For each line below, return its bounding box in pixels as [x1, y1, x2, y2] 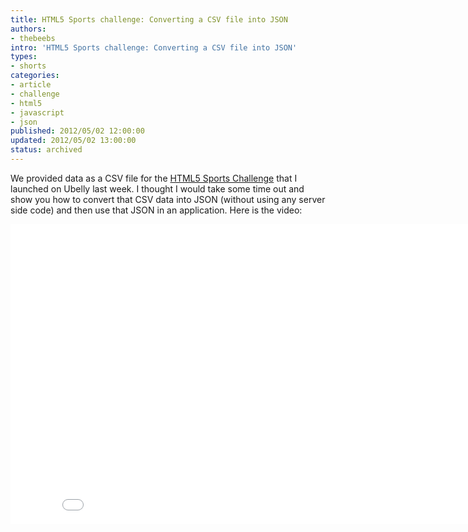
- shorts [10, 61, 47, 71]
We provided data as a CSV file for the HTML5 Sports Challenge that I [10, 172, 298, 184]
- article [10, 80, 52, 90]
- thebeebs [10, 33, 56, 43]
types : [10, 52, 38, 62]
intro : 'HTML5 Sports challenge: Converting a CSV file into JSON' [10, 42, 298, 53]
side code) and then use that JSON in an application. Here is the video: [10, 204, 303, 216]
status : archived [10, 145, 83, 155]
